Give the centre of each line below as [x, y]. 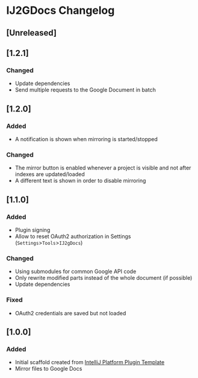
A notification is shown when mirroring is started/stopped [86, 139]
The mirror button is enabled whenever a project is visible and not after [103, 168]
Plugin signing [32, 230]
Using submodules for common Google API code [76, 271]
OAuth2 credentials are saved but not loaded [70, 313]
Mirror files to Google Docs [48, 369]
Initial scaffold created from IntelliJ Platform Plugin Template [90, 362]
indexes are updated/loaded [50, 174]
